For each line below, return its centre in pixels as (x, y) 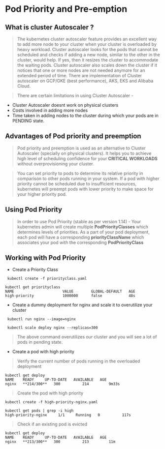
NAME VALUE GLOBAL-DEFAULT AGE (70, 292)
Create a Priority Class (35, 269)
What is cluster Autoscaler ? (49, 27)
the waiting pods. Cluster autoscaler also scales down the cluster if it (87, 65)
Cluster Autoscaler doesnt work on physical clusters (65, 105)
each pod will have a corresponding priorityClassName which (81, 237)
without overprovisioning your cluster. (56, 164)
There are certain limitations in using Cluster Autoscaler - (75, 95)
